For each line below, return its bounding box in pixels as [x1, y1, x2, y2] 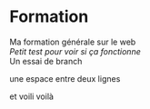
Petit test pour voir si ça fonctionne [9, 45, 141, 56]
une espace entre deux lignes [9, 73, 121, 84]
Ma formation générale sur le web [9, 36, 136, 47]
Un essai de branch [9, 55, 83, 66]
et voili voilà [9, 91, 55, 102]
